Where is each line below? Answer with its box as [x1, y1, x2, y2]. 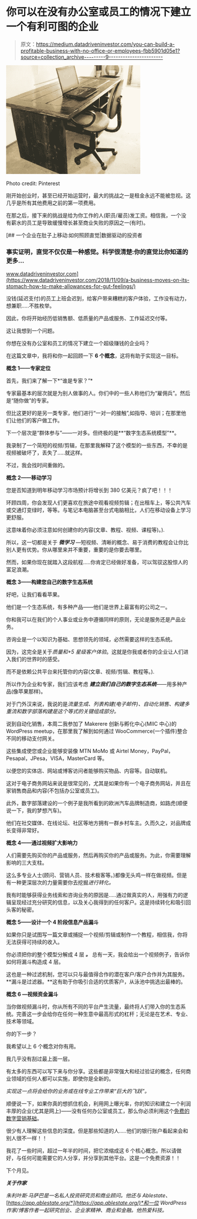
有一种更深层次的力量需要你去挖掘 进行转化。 [6, 879, 114, 886]
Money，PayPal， [130, 748, 174, 755]
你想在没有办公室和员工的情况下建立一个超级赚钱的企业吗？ [6, 340, 150, 347]
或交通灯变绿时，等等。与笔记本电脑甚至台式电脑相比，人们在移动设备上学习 [6, 507, 191, 514]
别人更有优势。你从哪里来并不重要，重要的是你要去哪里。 [6, 546, 145, 553]
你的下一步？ [6, 1030, 37, 1037]
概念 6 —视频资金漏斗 [6, 991, 59, 998]
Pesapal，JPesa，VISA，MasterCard [6, 755, 96, 762]
